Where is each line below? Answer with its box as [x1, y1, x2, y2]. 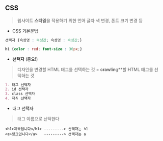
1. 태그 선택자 [5, 82, 31, 87]
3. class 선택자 [5, 92, 35, 96]
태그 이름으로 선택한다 [17, 116, 60, 122]
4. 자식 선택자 [5, 96, 31, 101]
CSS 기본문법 [12, 28, 38, 34]
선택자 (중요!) [12, 56, 38, 62]
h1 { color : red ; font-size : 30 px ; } [5, 47, 82, 51]
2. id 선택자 [5, 87, 28, 92]
